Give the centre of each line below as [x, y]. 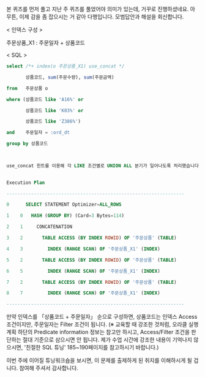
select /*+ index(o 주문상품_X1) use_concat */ [65, 66]
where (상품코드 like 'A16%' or [45, 99]
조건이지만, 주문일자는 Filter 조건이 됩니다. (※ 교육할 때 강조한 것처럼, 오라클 [97, 324]
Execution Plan [26, 183]
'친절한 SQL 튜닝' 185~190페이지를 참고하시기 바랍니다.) [91, 348]
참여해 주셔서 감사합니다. [49, 368]
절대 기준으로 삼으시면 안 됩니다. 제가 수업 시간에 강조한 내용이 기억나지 [107, 340]
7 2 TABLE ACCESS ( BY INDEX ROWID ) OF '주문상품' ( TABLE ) [91, 282]
